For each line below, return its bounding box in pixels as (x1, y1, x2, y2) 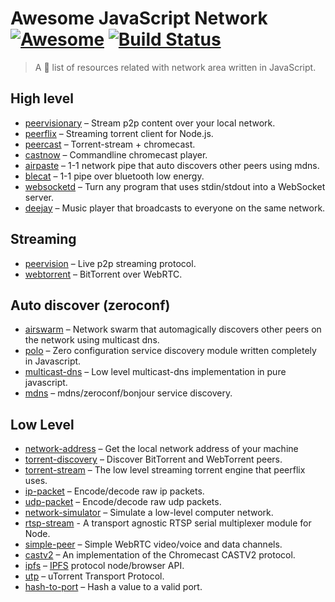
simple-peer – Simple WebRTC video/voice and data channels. (24, 538, 283, 551)
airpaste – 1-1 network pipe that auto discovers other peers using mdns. (24, 159, 320, 171)
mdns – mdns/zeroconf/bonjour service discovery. (24, 387, 233, 399)
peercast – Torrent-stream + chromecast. (24, 138, 196, 150)
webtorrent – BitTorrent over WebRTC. (24, 268, 183, 280)
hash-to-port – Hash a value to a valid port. (24, 581, 203, 593)
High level (10, 90, 74, 107)
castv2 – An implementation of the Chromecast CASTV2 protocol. (24, 549, 296, 561)
